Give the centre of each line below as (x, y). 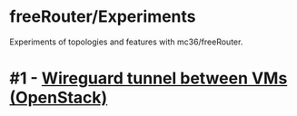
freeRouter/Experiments (103, 17)
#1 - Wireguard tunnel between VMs (148, 78)
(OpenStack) (59, 98)
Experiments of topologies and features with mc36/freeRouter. (126, 42)
